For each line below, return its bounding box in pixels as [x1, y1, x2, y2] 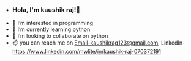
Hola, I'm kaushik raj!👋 [12, 5, 81, 14]
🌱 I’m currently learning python [12, 26, 91, 33]
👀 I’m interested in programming [12, 20, 94, 27]
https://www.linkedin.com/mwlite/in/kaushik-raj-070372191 [12, 48, 161, 56]
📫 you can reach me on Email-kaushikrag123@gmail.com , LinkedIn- [12, 39, 185, 46]
